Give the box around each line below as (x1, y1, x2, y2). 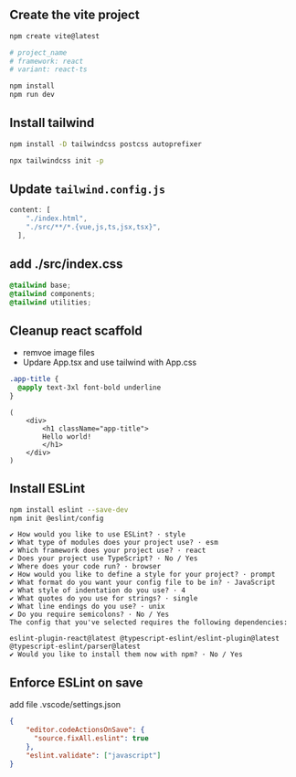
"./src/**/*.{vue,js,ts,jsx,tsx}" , (26, 223, 162, 232)
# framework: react (9, 57, 84, 66)
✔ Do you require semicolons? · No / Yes (9, 610, 170, 620)
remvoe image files (22, 347, 95, 358)
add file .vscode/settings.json (9, 699, 122, 710)
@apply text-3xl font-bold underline (17, 383, 162, 392)
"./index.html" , (26, 214, 89, 223)
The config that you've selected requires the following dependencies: (9, 618, 288, 627)
